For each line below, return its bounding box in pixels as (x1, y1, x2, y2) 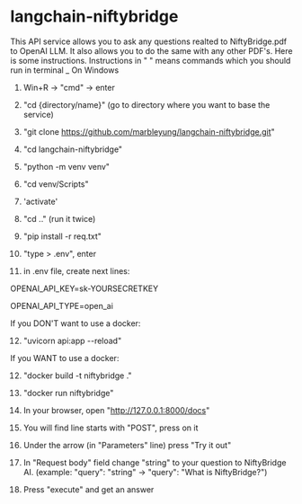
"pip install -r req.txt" (22, 231, 102, 242)
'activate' (22, 196, 58, 207)
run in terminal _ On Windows (10, 65, 120, 75)
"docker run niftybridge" (22, 387, 114, 398)
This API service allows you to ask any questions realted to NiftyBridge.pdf (10, 36, 288, 47)
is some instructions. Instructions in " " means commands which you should (10, 55, 291, 66)
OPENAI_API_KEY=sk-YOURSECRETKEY (10, 283, 159, 294)
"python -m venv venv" (22, 161, 111, 172)
